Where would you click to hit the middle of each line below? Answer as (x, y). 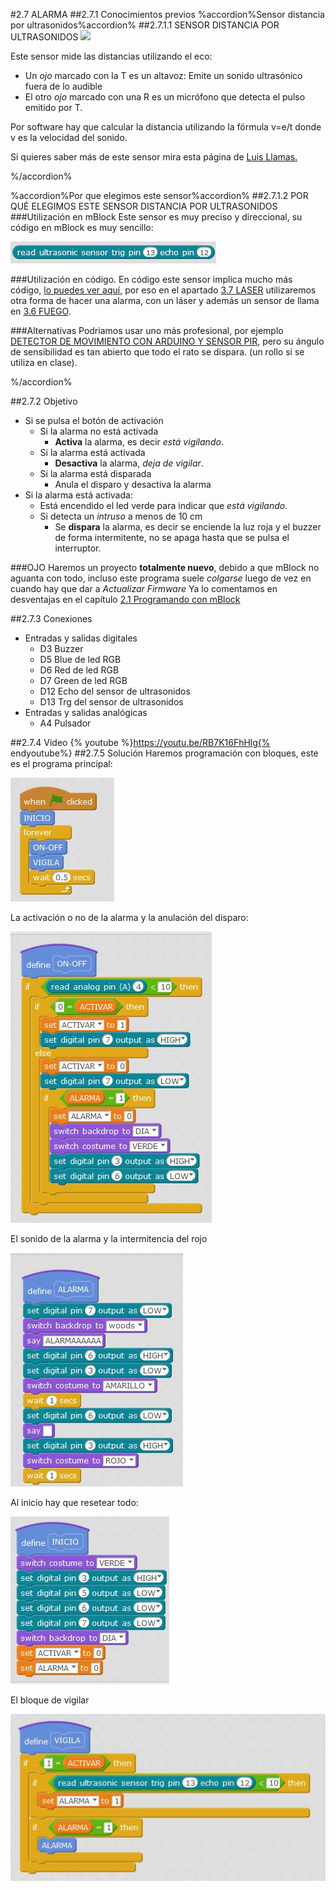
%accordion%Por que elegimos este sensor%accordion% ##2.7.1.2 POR (159, 195)
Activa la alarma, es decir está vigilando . (139, 442)
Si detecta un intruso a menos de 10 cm (121, 516)
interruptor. (78, 548)
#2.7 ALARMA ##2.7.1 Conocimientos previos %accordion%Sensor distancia (167, 14)
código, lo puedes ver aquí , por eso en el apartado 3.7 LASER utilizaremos (163, 290)
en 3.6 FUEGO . (41, 311)
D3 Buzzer (61, 648)
